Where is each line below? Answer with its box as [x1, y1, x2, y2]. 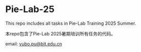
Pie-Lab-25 [5, 4, 55, 15]
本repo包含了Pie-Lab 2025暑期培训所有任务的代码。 [5, 30, 116, 36]
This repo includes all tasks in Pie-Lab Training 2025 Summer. [5, 20, 136, 26]
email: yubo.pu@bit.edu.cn [5, 40, 63, 46]
